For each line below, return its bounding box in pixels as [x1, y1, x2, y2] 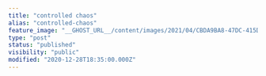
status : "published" [8, 41, 77, 49]
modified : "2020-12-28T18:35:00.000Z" [8, 56, 136, 64]
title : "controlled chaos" [8, 11, 97, 20]
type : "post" [8, 33, 51, 42]
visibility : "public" [8, 48, 80, 56]
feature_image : [8, 26, 59, 34]
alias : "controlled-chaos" [8, 19, 97, 27]
